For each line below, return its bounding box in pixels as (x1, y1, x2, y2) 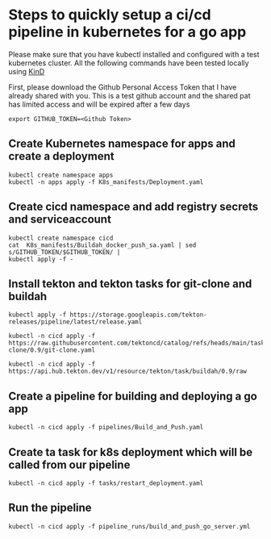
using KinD (8, 66, 45, 76)
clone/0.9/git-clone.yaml (8, 346, 95, 354)
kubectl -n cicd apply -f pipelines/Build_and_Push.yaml (8, 424, 204, 432)
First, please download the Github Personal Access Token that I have (8, 82, 237, 92)
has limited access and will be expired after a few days (8, 99, 190, 109)
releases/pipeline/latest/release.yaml (8, 318, 143, 326)
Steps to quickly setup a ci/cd (8, 6, 211, 24)
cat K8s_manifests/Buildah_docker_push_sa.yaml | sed (8, 240, 197, 249)
